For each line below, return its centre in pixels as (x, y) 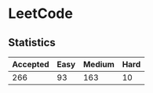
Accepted (31, 64)
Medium (99, 64)
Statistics (32, 43)
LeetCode (40, 14)
